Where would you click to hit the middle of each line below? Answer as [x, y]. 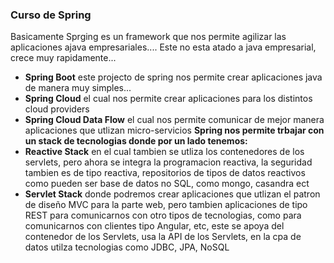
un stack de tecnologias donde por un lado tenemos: [136, 141]
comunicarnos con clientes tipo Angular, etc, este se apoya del [154, 226]
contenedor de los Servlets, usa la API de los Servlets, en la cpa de [163, 237]
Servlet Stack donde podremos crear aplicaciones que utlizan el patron [172, 194]
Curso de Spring [51, 15]
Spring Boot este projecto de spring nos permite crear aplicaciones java [173, 77]
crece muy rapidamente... [63, 58]
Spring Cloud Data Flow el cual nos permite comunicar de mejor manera [174, 120]
